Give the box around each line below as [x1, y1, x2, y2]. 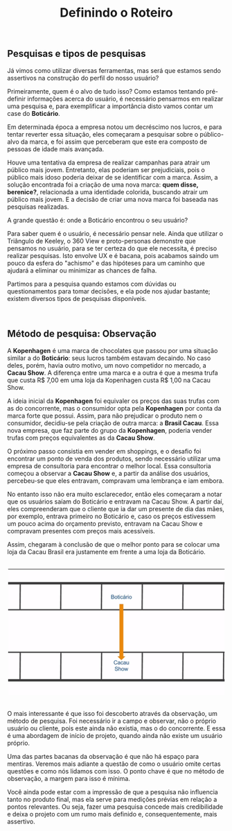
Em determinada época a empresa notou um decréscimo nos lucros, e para [7, 123, 222, 131]
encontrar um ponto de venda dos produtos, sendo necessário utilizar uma [7, 454, 221, 463]
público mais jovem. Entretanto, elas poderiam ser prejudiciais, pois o [7, 165, 206, 174]
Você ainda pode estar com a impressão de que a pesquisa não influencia [7, 788, 218, 796]
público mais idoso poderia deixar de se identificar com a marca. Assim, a [7, 173, 218, 181]
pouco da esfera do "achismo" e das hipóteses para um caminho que [7, 259, 206, 267]
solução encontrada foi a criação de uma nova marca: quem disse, [7, 180, 199, 189]
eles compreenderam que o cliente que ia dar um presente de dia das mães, [7, 504, 225, 513]
